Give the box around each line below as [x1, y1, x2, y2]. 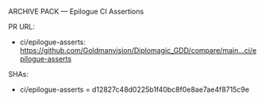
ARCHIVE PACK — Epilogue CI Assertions [8, 7, 144, 16]
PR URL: [8, 22, 36, 31]
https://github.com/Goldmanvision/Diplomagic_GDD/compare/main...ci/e [19, 46, 257, 55]
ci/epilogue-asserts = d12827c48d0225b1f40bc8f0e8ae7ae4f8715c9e [19, 85, 250, 94]
